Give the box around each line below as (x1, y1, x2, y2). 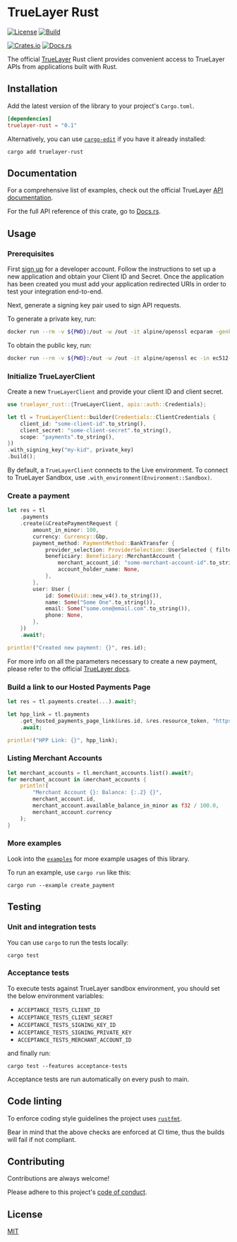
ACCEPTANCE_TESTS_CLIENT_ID (17, 1006, 100, 1013)
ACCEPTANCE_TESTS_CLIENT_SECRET (17, 1013, 113, 1021)
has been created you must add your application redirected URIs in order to (7, 280, 227, 288)
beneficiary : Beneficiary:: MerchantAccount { (44, 553, 181, 560)
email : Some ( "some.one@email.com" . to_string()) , (44, 605, 191, 612)
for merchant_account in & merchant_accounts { (7, 776, 147, 783)
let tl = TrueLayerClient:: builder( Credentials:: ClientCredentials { (7, 413, 217, 420)
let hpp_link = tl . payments (7, 710, 90, 718)
